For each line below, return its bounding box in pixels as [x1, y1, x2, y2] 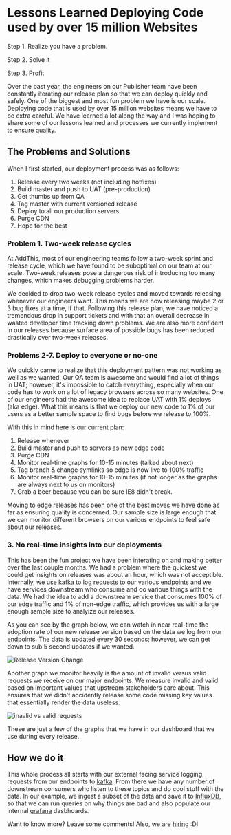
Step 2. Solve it [7, 55, 50, 63]
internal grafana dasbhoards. [7, 807, 89, 815]
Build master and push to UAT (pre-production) [16, 184, 151, 193]
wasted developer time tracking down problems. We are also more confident [7, 318, 224, 327]
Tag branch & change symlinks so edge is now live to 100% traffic [16, 466, 204, 474]
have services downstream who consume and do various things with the [7, 585, 213, 593]
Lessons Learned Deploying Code [7, 5, 204, 21]
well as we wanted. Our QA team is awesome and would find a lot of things [7, 373, 219, 382]
